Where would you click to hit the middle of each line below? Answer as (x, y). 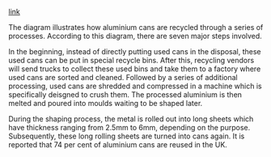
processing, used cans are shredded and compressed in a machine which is (135, 86)
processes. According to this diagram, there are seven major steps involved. (135, 36)
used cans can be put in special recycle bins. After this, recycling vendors (131, 60)
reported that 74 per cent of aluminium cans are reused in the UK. (118, 144)
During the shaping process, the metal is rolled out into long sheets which (131, 119)
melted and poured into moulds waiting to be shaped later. (106, 103)
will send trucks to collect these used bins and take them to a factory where (135, 69)
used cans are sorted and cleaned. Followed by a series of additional (123, 77)
